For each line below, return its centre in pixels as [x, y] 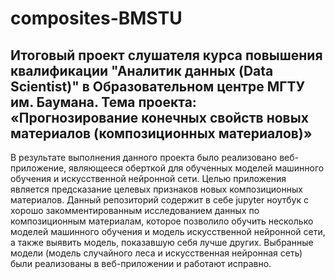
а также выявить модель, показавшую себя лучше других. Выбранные [162, 242]
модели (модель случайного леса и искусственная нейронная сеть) [156, 253]
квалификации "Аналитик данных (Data [142, 70]
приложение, [38, 168]
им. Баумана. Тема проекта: [103, 102]
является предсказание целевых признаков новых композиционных [156, 189]
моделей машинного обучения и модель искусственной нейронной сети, [168, 231]
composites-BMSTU [96, 18]
